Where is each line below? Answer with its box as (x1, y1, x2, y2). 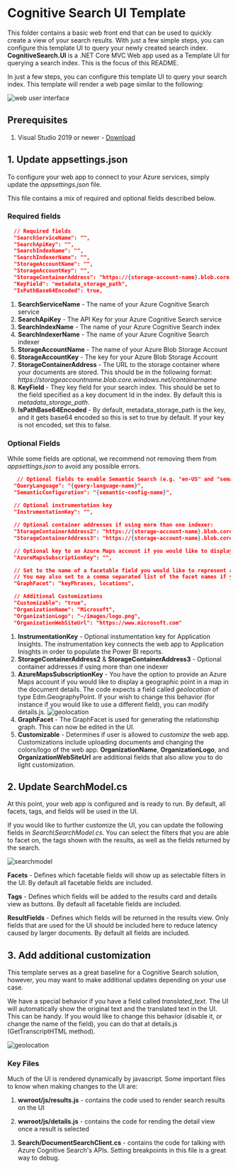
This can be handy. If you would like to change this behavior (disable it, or (7, 1012, 223, 1021)
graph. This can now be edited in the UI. (17, 723, 135, 731)
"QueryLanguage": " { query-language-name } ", (13, 482, 144, 489)
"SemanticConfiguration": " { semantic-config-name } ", (13, 488, 173, 496)
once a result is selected (17, 1125, 90, 1134)
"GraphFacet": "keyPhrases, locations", (13, 580, 135, 587)
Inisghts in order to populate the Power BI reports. (17, 647, 164, 656)
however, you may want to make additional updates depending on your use (7, 976, 227, 984)
